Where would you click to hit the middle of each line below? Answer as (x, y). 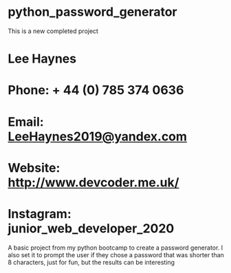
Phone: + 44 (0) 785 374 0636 (96, 90)
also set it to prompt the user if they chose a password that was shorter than (116, 254)
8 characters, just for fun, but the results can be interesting (91, 262)
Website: (34, 167)
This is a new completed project (53, 31)
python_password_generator (92, 12)
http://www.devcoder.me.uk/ (93, 182)
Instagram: (40, 214)
